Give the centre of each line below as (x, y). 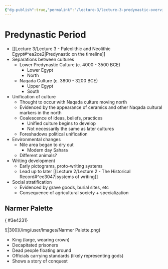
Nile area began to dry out (46, 145)
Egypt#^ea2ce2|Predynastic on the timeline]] (59, 54)
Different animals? (38, 155)
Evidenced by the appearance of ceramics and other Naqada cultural (91, 107)
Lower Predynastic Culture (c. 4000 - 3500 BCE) (70, 64)
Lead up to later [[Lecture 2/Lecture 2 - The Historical (75, 171)
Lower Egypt (40, 70)
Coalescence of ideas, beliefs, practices (61, 118)
